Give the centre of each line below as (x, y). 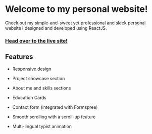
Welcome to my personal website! (76, 9)
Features (19, 57)
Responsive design (32, 69)
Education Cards (29, 97)
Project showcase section (39, 78)
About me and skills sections (42, 88)
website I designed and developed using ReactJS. (56, 28)
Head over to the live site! (36, 41)
